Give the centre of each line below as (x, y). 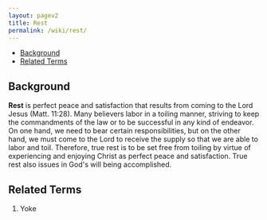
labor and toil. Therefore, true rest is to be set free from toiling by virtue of (130, 148)
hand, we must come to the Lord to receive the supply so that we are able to (133, 139)
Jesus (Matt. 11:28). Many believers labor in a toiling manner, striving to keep (134, 114)
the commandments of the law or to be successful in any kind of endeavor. (131, 122)
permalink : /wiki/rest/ (48, 30)
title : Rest (28, 23)
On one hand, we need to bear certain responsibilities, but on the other (124, 131)
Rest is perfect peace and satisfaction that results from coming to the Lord (131, 106)
